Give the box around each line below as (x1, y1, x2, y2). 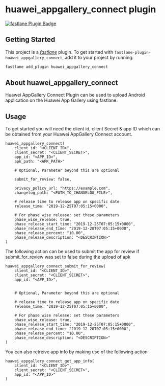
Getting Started (5, 35, 56, 44)
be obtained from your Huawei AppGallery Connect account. (5, 131, 132, 138)
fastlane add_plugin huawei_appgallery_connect (5, 64, 108, 70)
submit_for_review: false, (14, 177, 72, 182)
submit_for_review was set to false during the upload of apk (5, 254, 131, 260)
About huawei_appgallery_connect (5, 78, 118, 87)
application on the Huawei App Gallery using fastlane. (5, 97, 118, 103)
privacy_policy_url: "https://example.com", (14, 186, 111, 191)
